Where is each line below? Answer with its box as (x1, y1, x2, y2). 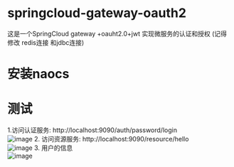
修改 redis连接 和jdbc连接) (7, 38, 85, 47)
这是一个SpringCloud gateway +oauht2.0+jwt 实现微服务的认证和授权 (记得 (7, 29, 228, 38)
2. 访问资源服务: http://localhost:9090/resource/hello (34, 135, 189, 144)
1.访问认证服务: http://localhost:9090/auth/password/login (7, 126, 178, 134)
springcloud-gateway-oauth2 (7, 5, 187, 21)
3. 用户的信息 (34, 144, 73, 152)
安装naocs (7, 66, 70, 82)
